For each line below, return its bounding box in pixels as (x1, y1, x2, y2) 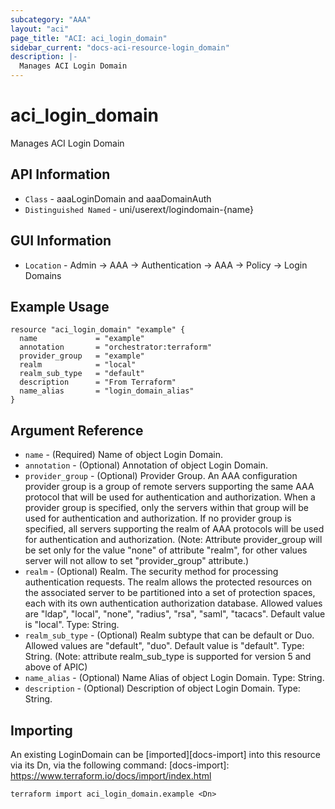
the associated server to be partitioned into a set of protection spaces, (24, 587, 316, 599)
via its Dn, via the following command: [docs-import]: (10, 759, 230, 771)
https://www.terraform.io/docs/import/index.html (10, 770, 212, 781)
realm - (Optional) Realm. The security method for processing (24, 566, 279, 578)
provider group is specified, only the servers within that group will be (24, 502, 309, 514)
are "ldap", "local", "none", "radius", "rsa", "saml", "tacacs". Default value (24, 608, 326, 620)
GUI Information (10, 232, 112, 250)
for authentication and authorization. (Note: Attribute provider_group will (24, 534, 323, 546)
